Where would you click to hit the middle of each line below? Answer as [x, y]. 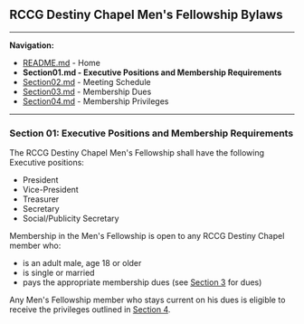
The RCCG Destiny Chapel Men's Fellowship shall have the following [137, 153]
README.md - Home [62, 62]
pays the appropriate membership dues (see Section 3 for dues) [142, 282]
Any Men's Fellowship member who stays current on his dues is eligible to [147, 300]
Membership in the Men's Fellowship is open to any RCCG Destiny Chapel [147, 236]
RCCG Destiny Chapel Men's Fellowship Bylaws [146, 15]
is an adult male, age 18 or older [82, 263]
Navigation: [32, 45]
